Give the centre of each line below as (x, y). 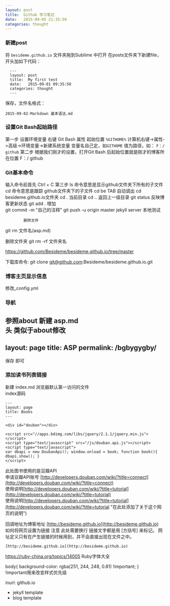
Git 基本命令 (20, 172)
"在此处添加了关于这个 (134, 507)
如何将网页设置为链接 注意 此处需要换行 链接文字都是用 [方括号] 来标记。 (81, 530)
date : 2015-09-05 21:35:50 (36, 19)
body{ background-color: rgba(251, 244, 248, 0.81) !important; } (72, 566)
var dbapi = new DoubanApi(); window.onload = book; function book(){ (81, 452)
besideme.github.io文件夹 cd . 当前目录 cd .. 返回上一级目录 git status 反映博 (85, 197)
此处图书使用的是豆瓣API (31, 471)
